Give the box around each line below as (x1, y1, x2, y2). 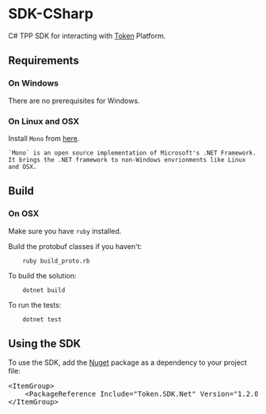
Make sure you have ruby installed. (8, 226, 122, 236)
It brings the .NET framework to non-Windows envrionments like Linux (8, 155, 246, 163)
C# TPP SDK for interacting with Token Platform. (8, 31, 166, 40)
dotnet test (22, 315, 62, 324)
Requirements (8, 54, 79, 67)
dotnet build (22, 286, 66, 294)
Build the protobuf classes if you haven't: (8, 241, 142, 251)
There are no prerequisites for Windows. (8, 96, 140, 105)
